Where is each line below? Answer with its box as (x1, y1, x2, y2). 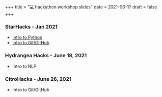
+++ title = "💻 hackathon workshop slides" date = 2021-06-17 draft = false (5, 4, 157, 10)
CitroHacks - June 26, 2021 (5, 75, 72, 82)
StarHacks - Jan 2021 (5, 23, 58, 30)
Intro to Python (12, 34, 43, 40)
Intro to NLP (12, 63, 37, 69)
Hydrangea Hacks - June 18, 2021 (5, 52, 87, 59)
